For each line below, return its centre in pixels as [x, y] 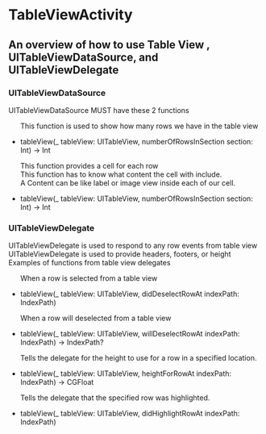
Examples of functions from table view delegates [89, 263]
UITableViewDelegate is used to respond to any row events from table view [133, 246]
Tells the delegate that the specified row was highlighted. [115, 398]
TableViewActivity [71, 15]
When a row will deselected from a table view [96, 318]
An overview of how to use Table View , [109, 45]
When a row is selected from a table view [89, 278]
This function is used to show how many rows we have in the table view [139, 126]
